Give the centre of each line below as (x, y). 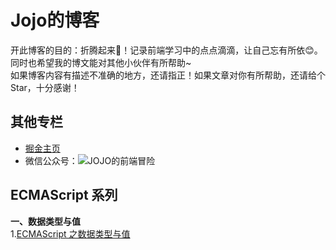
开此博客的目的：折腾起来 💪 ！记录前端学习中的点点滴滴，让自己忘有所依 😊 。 (166, 50)
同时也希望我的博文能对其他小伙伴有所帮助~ (101, 62)
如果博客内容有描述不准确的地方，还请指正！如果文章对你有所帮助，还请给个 (168, 75)
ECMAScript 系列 (64, 195)
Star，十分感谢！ (45, 87)
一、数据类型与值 (45, 221)
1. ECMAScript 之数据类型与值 (70, 233)
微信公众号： (51, 160)
